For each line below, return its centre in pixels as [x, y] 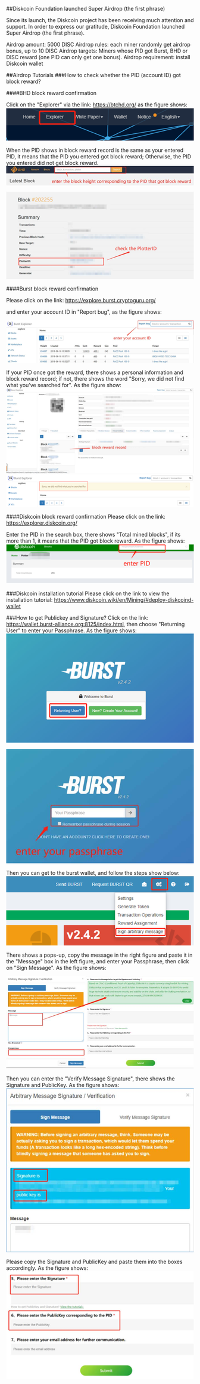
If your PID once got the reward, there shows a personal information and [95, 372]
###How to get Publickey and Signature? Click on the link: [77, 617]
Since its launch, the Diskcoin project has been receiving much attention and [100, 20]
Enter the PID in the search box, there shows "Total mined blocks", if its [93, 534]
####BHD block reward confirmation [51, 93]
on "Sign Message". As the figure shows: [56, 967]
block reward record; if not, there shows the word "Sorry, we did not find [95, 378]
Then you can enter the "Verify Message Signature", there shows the [90, 1079]
